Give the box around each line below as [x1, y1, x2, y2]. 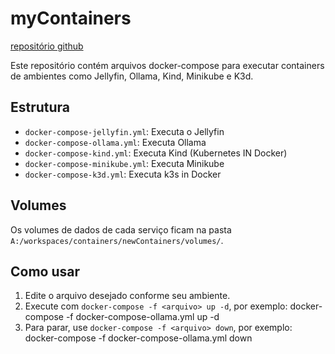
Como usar [10, 263, 81, 280]
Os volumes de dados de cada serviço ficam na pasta [10, 223, 232, 236]
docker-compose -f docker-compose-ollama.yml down [24, 332, 253, 344]
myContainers [10, 7, 132, 30]
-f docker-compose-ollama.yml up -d [65, 311, 220, 323]
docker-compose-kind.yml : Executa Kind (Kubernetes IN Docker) [24, 147, 288, 159]
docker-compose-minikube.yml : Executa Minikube [24, 157, 225, 169]
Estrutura [10, 99, 71, 116]
